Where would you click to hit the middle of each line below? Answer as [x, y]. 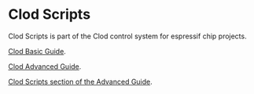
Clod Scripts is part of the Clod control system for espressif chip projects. [127, 36]
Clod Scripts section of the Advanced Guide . [81, 81]
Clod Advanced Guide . [45, 66]
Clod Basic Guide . [37, 51]
